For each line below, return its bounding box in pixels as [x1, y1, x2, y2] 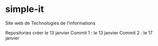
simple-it [5, 3, 44, 15]
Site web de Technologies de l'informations [5, 20, 96, 26]
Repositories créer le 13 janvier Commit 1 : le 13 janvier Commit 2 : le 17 [5, 29, 153, 35]
